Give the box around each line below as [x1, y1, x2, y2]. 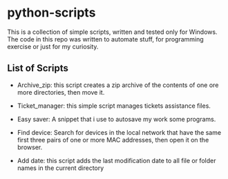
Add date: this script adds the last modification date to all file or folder [17, 156, 216, 164]
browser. [17, 143, 43, 151]
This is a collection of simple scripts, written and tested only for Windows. [7, 28, 218, 36]
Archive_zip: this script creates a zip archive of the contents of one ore [17, 81, 219, 89]
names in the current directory [17, 164, 104, 172]
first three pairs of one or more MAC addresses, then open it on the [17, 135, 209, 144]
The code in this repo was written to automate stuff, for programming [7, 35, 204, 43]
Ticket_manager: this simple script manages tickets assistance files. [17, 102, 211, 110]
